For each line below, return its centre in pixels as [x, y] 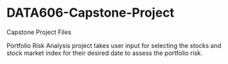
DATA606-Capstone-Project [91, 13]
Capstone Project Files [39, 32]
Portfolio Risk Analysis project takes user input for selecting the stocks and [114, 45]
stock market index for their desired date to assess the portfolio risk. [105, 53]
